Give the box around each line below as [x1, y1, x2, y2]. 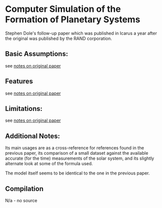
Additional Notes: [5, 132, 60, 140]
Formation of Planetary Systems [5, 14, 141, 25]
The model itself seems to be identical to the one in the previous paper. [5, 170, 150, 176]
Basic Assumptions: [5, 50, 68, 58]
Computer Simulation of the [5, 3, 121, 15]
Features [5, 77, 33, 86]
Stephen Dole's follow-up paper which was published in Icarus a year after [5, 30, 157, 36]
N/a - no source [5, 198, 38, 203]
